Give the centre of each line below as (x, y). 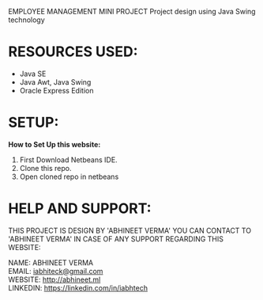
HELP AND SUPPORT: (80, 209)
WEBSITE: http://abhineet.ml (54, 279)
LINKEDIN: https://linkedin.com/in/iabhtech (78, 287)
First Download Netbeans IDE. (68, 159)
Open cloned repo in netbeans (69, 177)
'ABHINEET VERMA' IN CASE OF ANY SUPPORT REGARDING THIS (116, 239)
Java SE (33, 74)
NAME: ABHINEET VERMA (51, 262)
